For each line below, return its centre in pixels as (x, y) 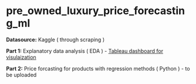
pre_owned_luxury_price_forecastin (96, 11)
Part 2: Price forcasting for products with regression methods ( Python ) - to (98, 68)
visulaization (21, 57)
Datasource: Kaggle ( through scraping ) (55, 39)
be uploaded (21, 75)
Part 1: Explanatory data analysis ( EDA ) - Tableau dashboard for (85, 51)
